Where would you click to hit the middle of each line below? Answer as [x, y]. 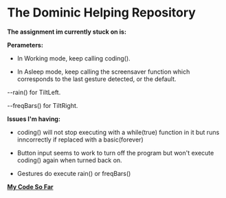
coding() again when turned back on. [69, 160]
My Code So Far [30, 186]
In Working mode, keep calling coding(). [74, 58]
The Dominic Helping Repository [101, 13]
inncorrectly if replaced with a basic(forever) [80, 140]
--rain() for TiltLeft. [34, 92]
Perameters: [25, 45]
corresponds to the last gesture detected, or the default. [97, 79]
